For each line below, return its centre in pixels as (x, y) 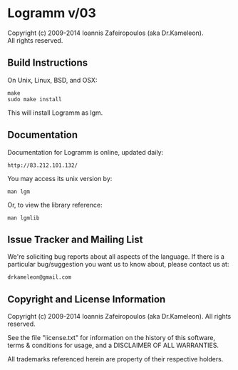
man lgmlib (24, 218)
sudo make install (35, 99)
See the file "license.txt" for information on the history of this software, (112, 338)
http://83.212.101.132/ (43, 165)
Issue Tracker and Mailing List (75, 239)
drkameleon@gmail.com (40, 277)
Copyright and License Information (87, 299)
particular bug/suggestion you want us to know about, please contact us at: (118, 264)
